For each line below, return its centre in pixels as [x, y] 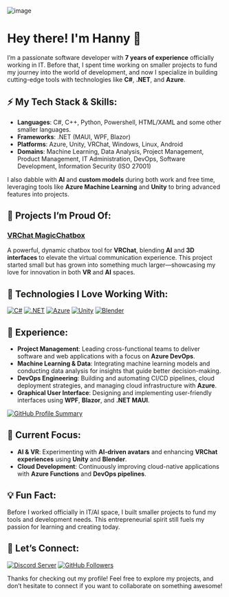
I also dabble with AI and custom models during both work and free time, [111, 179]
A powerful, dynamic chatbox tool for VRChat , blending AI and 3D [101, 250]
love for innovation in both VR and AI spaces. [71, 272]
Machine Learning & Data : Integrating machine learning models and [113, 364]
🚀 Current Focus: [44, 435]
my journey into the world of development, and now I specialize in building [112, 72]
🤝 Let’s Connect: [43, 548]
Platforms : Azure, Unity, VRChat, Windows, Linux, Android [100, 144]
